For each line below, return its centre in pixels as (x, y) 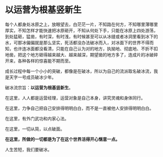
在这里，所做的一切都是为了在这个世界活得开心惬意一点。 (62, 139)
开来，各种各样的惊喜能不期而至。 (39, 61)
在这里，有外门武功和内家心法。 (37, 118)
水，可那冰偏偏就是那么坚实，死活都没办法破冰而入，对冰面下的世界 (73, 42)
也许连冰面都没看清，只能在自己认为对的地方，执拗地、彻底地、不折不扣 (86, 49)
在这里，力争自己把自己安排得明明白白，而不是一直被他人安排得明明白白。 (79, 108)
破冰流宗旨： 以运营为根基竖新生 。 (39, 87)
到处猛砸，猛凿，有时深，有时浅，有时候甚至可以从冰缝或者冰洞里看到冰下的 (81, 36)
